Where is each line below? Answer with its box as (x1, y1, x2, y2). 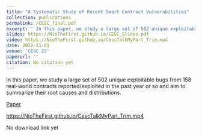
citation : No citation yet (6, 59, 74, 65)
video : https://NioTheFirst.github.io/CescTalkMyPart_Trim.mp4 (6, 37, 168, 43)
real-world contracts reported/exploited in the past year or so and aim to (6, 82, 186, 89)
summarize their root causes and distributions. (6, 89, 121, 96)
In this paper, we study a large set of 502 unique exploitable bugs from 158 (6, 76, 192, 83)
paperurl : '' (6, 54, 39, 60)
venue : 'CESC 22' (6, 48, 50, 54)
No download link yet (6, 124, 59, 131)
